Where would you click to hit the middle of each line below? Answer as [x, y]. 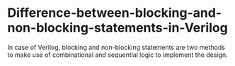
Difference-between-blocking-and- [114, 13]
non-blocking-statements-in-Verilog [117, 28]
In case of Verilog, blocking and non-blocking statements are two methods [116, 47]
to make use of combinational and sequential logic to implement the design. [117, 55]
